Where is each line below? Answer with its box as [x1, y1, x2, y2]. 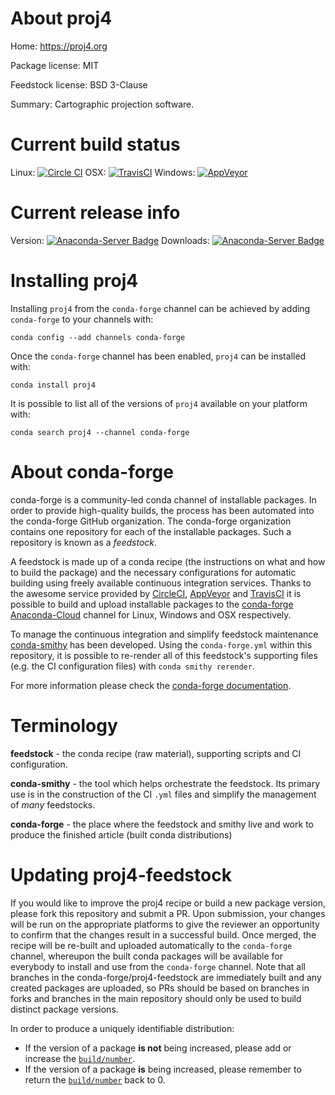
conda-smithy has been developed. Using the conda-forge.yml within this [10, 638, 313, 651]
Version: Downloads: [10, 234, 210, 246]
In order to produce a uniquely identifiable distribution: [10, 1022, 235, 1034]
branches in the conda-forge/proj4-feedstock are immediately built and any [10, 971, 322, 983]
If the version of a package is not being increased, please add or [24, 1042, 292, 1054]
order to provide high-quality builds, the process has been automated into [10, 504, 315, 516]
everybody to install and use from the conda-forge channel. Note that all [10, 960, 306, 972]
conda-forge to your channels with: [10, 313, 154, 325]
